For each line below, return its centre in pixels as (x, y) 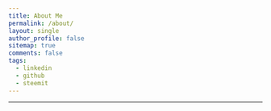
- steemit (32, 83)
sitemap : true (32, 46)
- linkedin (34, 68)
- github (30, 76)
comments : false (35, 53)
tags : (17, 61)
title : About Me (35, 16)
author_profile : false (46, 38)
